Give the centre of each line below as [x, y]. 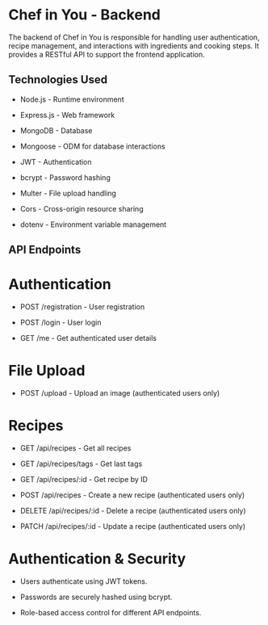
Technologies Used [58, 80]
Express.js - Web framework [67, 115]
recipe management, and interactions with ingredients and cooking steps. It [134, 45]
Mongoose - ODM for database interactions [92, 146]
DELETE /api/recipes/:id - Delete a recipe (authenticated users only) [133, 510]
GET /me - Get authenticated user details [88, 338]
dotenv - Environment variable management [93, 224]
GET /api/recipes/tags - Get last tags [81, 464]
